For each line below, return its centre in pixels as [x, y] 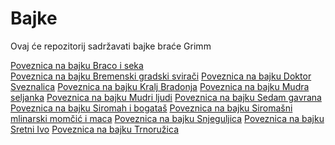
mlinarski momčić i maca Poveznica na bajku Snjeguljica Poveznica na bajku [167, 118]
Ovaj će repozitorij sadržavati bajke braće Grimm [111, 46]
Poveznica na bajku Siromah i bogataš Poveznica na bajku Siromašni [151, 108]
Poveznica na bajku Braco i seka [77, 65]
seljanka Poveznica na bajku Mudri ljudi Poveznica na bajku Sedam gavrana [166, 97]
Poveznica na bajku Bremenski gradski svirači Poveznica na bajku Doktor [161, 76]
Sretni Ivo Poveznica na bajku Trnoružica [94, 129]
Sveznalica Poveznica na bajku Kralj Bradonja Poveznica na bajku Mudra [160, 86]
